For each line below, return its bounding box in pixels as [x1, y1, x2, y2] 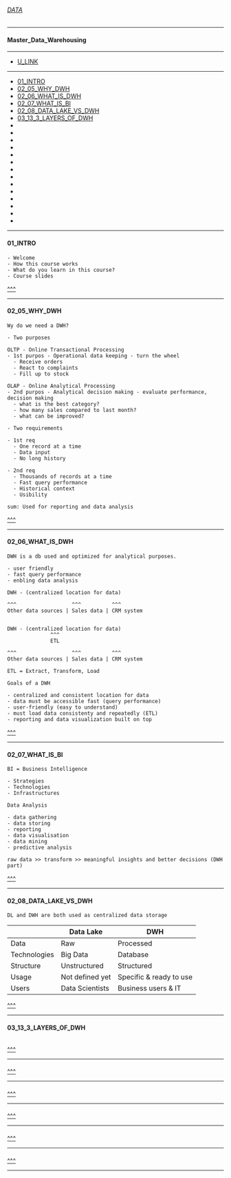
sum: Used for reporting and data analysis [7, 503, 134, 510]
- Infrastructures [7, 790, 60, 797]
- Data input [13, 449, 51, 455]
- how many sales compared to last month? [13, 406, 137, 413]
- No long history [13, 455, 67, 462]
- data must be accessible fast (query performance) [7, 698, 162, 705]
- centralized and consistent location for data [7, 692, 149, 699]
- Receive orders [13, 358, 63, 365]
